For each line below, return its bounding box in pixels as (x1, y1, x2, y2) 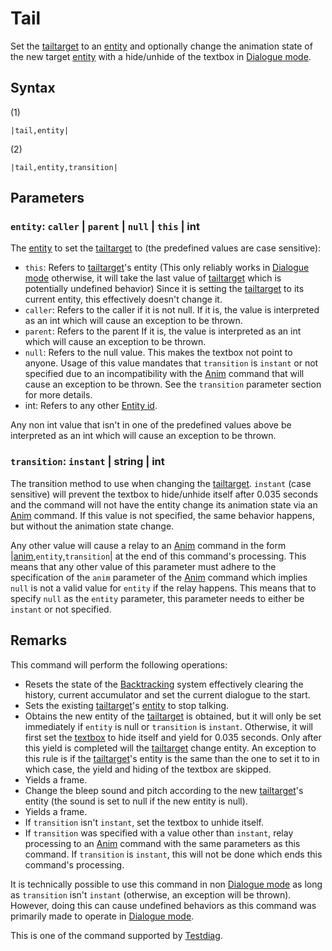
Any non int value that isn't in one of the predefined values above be (10, 419, 292, 431)
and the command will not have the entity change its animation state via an (10, 498, 318, 511)
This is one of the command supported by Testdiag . (10, 929, 223, 941)
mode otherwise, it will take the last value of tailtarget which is (24, 272, 282, 284)
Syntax (10, 80, 56, 97)
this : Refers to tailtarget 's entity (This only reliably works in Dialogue (24, 262, 310, 274)
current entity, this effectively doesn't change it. (24, 293, 223, 306)
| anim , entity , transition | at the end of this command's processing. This (10, 550, 307, 562)
